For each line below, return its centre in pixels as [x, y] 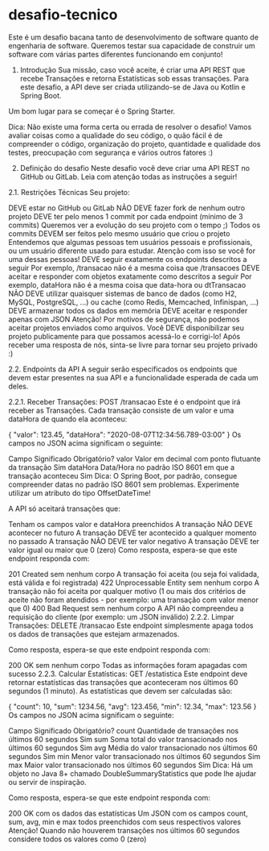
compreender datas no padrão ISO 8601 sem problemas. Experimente [124, 484]
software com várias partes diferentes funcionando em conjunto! [116, 54]
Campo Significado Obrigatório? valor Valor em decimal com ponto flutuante [134, 459]
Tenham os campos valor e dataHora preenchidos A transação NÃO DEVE [130, 524]
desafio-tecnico [63, 15]
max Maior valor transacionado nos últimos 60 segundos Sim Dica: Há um [130, 765]
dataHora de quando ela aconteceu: [68, 419]
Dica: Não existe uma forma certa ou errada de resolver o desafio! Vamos [130, 127]
